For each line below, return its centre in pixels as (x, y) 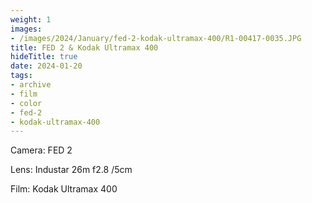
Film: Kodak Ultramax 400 (64, 189)
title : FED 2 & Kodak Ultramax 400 (84, 47)
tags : (21, 76)
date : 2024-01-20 (46, 66)
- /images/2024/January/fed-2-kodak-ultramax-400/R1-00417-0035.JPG (156, 38)
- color (26, 103)
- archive (31, 85)
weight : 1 (31, 19)
